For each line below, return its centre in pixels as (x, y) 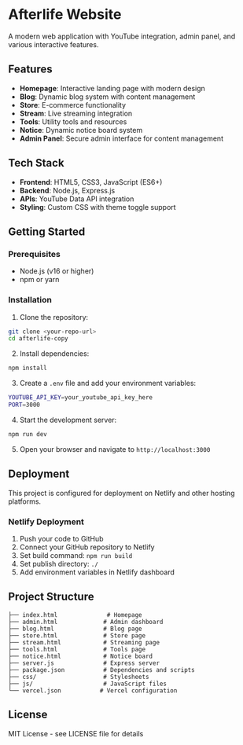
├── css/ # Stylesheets (79, 677)
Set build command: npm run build (76, 555)
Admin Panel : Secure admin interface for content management (121, 138)
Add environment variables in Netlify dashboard (97, 572)
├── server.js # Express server (84, 663)
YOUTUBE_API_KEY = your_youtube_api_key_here (81, 398)
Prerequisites (34, 254)
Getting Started (47, 231)
